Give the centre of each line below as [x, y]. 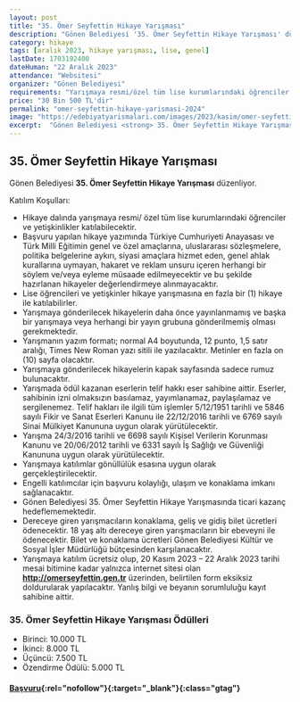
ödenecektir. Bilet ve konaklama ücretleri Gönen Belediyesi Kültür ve [148, 540]
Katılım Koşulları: [40, 200]
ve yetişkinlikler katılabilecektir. [79, 227]
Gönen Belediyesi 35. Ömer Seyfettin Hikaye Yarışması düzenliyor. [133, 183]
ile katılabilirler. [50, 302]
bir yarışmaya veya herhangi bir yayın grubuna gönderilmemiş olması [149, 321]
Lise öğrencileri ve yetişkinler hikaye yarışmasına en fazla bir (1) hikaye [152, 293]
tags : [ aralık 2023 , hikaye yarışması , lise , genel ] [109, 51]
